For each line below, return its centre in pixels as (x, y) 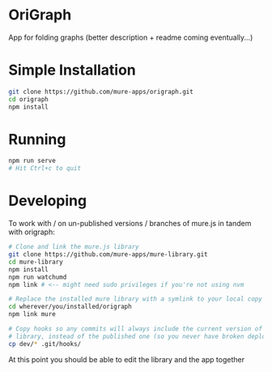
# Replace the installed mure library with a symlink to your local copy (136, 299)
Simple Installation (72, 70)
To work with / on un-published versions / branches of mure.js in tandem (130, 224)
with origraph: (32, 232)
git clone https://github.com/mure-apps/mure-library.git (108, 254)
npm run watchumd (38, 277)
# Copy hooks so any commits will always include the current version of (136, 329)
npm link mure (32, 314)
